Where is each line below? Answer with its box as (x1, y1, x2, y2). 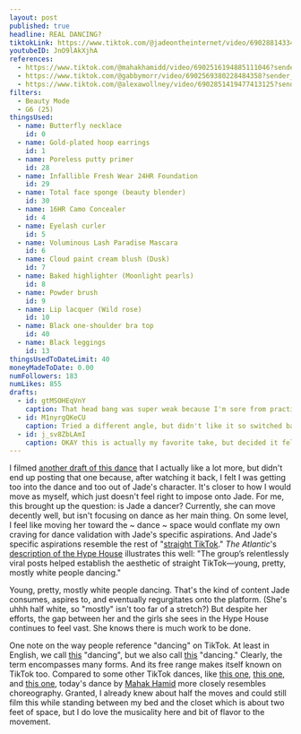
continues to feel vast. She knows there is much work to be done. (9, 623, 251, 634)
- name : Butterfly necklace (17, 122, 123, 131)
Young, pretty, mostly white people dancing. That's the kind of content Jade (9, 584, 290, 596)
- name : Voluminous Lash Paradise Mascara (17, 238, 178, 247)
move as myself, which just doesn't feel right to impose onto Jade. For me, (9, 491, 285, 502)
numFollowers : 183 (9, 371, 78, 381)
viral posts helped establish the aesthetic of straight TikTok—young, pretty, (9, 557, 287, 569)
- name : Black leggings (17, 338, 106, 347)
